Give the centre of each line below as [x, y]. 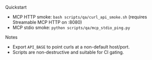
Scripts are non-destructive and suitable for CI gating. [68, 52]
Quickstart [16, 7]
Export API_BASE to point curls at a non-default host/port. [71, 47]
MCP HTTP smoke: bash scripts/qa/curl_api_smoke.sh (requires [80, 17]
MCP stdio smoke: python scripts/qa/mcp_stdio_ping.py [71, 27]
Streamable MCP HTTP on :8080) [47, 22]
